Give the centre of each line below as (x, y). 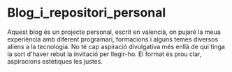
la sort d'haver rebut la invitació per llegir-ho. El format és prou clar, (104, 54)
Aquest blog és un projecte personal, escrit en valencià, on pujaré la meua (114, 32)
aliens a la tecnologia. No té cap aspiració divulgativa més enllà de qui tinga (116, 46)
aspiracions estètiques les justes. (55, 61)
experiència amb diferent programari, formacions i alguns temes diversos (113, 39)
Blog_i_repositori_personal (87, 13)
